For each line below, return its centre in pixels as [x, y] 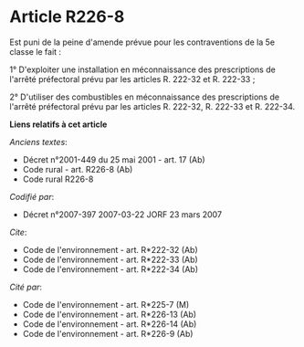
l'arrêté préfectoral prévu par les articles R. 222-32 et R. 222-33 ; [132, 79]
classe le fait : [36, 51]
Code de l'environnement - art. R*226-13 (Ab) [110, 314]
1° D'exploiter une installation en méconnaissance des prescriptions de [142, 69]
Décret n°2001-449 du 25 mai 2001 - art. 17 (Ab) [114, 159]
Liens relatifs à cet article [58, 124]
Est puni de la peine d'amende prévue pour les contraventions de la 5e [142, 42]
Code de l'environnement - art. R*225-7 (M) [106, 304]
